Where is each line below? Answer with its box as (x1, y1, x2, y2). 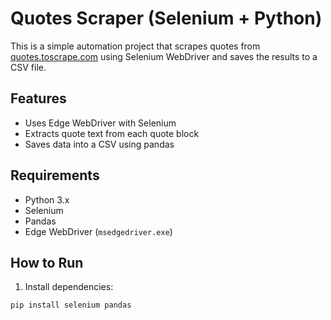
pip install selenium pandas (10, 300, 132, 311)
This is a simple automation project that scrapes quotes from (10, 40, 261, 52)
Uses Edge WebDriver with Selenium (24, 117, 177, 129)
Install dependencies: (24, 281, 114, 293)
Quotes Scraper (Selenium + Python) (10, 7, 323, 30)
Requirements (10, 167, 100, 184)
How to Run (10, 254, 84, 271)
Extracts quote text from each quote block (24, 127, 200, 139)
